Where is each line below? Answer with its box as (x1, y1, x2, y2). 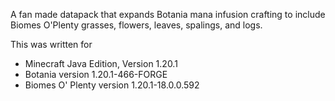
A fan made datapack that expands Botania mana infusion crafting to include (10, 9, 326, 20)
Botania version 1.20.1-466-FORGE (24, 69, 168, 80)
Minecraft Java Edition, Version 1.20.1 (24, 58, 178, 69)
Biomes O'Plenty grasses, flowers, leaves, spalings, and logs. (10, 19, 263, 31)
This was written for (10, 39, 93, 50)
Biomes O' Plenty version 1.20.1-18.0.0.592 (24, 79, 200, 91)
